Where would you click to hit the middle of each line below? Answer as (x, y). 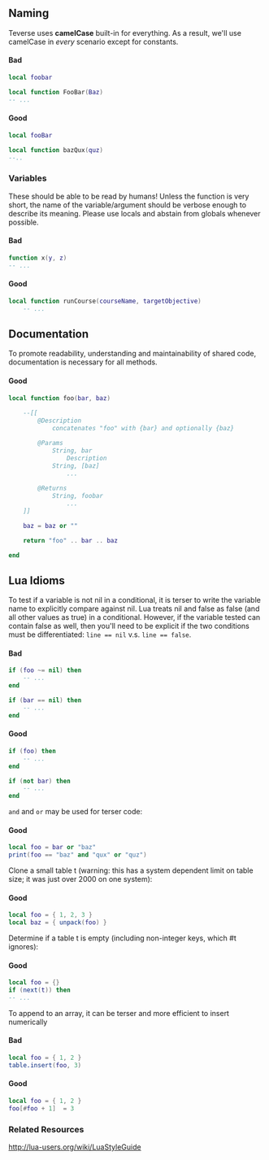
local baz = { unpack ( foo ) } (58, 922)
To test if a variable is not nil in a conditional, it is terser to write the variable (135, 600)
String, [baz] (76, 466)
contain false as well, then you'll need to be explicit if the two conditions (129, 626)
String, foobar (78, 496)
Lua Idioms (37, 580)
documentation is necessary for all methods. (83, 362)
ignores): (24, 947)
